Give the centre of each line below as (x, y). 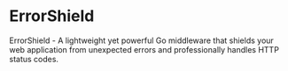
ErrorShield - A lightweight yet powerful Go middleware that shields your (142, 40)
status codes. (34, 59)
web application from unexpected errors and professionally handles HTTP (144, 49)
